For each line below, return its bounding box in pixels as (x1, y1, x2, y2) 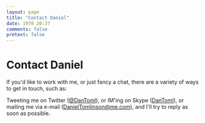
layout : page (6, 9, 40, 15)
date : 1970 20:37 (6, 20, 51, 26)
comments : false (6, 26, 48, 32)
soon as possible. (6, 110, 51, 117)
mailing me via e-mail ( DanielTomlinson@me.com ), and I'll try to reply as (6, 103, 188, 111)
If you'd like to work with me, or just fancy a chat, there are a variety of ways (6, 78, 199, 86)
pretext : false (6, 32, 45, 38)
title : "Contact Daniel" (6, 15, 70, 21)
